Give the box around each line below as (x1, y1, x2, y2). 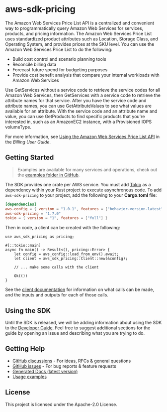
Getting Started (5, 153, 54, 162)
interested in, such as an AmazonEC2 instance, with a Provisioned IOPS (5, 119, 152, 125)
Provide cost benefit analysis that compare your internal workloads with (12, 72, 160, 78)
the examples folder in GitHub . (17, 172, 80, 178)
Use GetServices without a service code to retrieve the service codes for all (5, 87, 161, 93)
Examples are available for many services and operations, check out (17, 166, 158, 172)
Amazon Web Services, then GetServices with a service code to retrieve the (5, 92, 161, 98)
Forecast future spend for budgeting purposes (12, 66, 108, 73)
